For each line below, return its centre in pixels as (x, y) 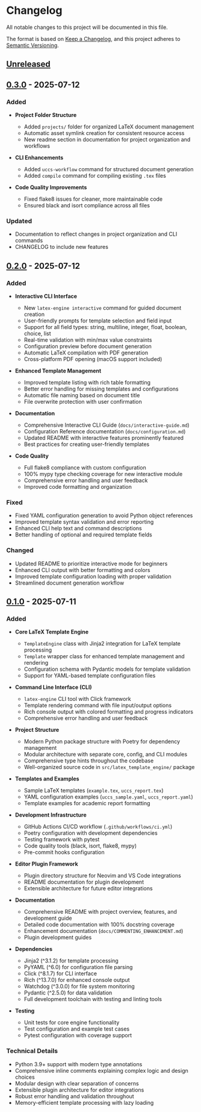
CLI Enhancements (39, 158)
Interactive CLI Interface (46, 296)
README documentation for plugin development (84, 882)
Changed (20, 550)
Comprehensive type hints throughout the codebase (89, 761)
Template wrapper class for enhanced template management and (104, 656)
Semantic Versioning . (32, 45)
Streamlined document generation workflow (70, 583)
